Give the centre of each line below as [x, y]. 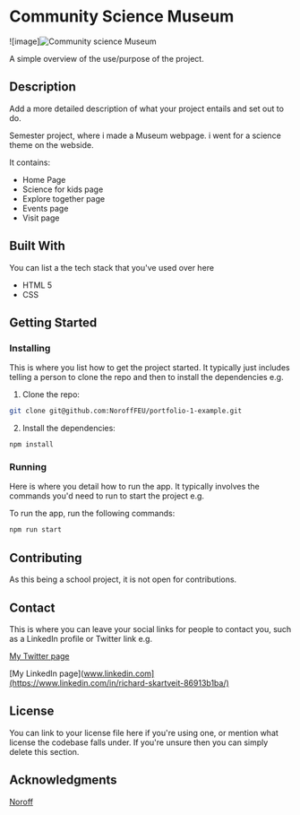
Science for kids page [63, 189]
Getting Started [53, 322]
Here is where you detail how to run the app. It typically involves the [134, 487]
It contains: [30, 162]
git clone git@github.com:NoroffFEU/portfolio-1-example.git [126, 411]
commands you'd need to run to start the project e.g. [107, 496]
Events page [45, 208]
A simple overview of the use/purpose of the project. [107, 58]
